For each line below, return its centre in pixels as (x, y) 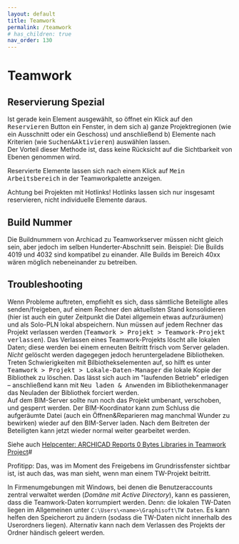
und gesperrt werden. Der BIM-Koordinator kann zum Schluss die (104, 408)
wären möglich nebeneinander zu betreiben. (72, 262)
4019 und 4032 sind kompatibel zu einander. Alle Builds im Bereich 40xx (114, 255)
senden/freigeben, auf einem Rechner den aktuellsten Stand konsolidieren (117, 309)
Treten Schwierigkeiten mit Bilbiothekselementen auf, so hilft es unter (109, 362)
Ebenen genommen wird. (44, 157)
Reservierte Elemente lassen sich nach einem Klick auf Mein (96, 171)
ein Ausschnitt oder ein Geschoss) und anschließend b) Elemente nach (112, 134)
